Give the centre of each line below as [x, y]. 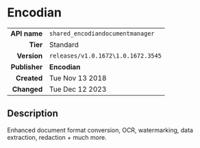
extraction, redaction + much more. [57, 137]
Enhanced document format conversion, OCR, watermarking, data [100, 130]
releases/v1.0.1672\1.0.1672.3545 [105, 56]
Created [29, 78]
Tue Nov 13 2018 [78, 78]
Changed [27, 89]
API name [27, 34]
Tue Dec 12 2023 [78, 89]
